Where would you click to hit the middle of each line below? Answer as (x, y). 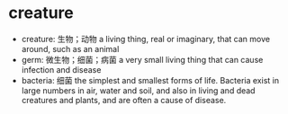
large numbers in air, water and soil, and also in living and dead (138, 90)
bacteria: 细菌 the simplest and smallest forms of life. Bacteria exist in (150, 80)
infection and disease (61, 69)
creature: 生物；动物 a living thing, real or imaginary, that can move (146, 39)
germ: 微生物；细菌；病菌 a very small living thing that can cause (142, 59)
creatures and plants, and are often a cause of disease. (124, 100)
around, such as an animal (70, 48)
